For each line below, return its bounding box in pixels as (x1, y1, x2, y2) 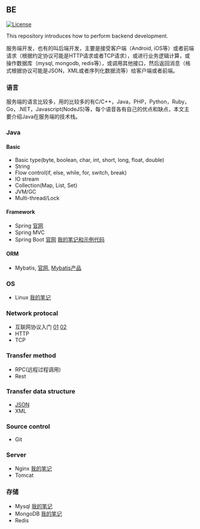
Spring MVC (14, 229, 45, 236)
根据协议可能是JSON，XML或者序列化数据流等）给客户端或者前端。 (11, 67, 179, 74)
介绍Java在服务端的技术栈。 (11, 113, 81, 120)
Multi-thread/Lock (14, 194, 60, 202)
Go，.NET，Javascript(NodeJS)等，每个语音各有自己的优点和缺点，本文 (6, 106, 184, 113)
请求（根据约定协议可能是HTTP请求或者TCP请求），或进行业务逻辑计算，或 (6, 52, 190, 59)
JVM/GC (14, 188, 36, 195)
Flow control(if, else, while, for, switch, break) (14, 169, 127, 176)
